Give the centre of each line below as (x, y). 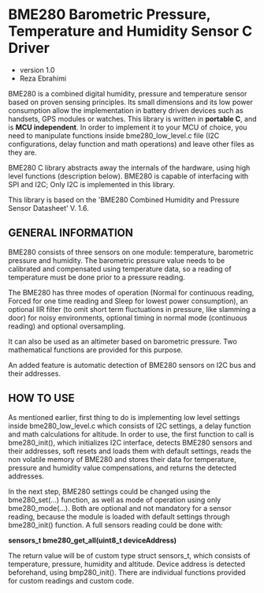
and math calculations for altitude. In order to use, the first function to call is (131, 434)
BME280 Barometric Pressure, (110, 15)
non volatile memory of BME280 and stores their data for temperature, (122, 459)
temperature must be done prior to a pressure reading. (97, 277)
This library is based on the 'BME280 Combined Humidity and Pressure (124, 200)
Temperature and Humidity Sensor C (130, 31)
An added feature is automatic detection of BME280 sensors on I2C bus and (132, 365)
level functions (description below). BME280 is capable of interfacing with (128, 176)
